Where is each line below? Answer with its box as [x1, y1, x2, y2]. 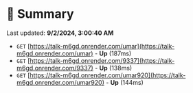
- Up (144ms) [105, 78, 144, 86]
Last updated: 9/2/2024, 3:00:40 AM [6, 29, 114, 37]
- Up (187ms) [94, 49, 132, 57]
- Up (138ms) [94, 64, 133, 72]
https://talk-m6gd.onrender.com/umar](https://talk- [30, 42, 175, 50]
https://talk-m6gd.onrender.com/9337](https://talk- [30, 56, 175, 64]
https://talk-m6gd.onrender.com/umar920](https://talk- [30, 71, 186, 79]
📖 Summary [6, 6, 74, 22]
